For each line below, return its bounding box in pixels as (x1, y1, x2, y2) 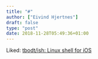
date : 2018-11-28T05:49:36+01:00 (6, 31, 89, 37)
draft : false (6, 19, 39, 25)
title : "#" (6, 8, 33, 15)
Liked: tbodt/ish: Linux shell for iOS (6, 47, 92, 54)
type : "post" (6, 25, 39, 31)
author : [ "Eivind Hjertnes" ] (6, 14, 78, 20)
